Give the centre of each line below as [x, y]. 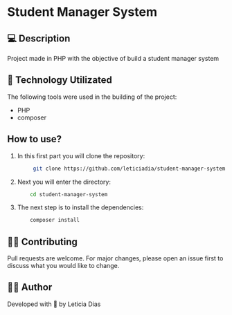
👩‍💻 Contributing [43, 241]
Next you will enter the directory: [64, 182]
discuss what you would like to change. [63, 266]
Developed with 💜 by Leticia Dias [54, 304]
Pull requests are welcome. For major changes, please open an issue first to [115, 258]
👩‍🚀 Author [30, 287]
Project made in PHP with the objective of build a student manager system [113, 58]
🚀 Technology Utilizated [60, 80]
